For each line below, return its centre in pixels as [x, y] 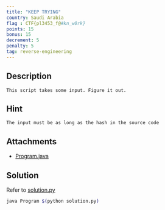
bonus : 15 [19, 35]
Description [29, 76]
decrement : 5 [23, 40]
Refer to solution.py [31, 190]
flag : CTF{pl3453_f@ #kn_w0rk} [46, 23]
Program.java [32, 156]
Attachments [32, 142]
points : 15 [20, 29]
